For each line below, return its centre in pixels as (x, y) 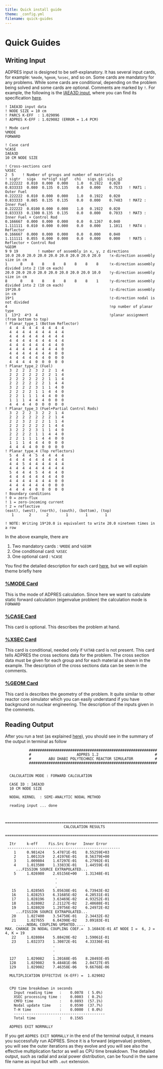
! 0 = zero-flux (21, 498)
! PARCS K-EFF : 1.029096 (32, 115)
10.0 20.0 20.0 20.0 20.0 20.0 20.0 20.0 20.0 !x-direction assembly (80, 256)
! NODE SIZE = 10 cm (26, 111)
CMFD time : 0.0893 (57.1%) (58, 1001)
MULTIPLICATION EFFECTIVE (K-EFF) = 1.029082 (57, 976)
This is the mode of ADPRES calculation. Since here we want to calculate (78, 594)
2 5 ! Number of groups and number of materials (59, 175)
